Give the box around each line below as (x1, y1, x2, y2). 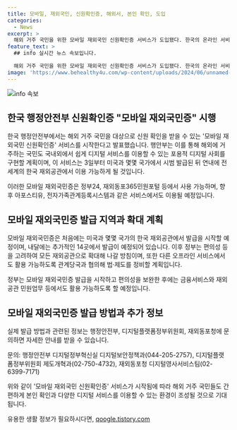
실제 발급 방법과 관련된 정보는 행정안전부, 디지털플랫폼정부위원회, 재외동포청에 (7, 327, 222, 335)
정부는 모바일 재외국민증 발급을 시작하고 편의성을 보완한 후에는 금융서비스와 (7, 275, 215, 284)
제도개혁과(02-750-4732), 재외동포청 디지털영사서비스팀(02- (43, 359, 213, 368)
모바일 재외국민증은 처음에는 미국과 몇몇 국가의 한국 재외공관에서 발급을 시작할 (7, 234, 222, 242)
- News (13, 23, 33, 30)
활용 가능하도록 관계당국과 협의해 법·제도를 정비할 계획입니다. (14, 261, 183, 269)
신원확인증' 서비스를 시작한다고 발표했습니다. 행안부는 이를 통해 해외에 (25, 141, 219, 149)
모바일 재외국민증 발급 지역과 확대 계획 (7, 213, 164, 226)
